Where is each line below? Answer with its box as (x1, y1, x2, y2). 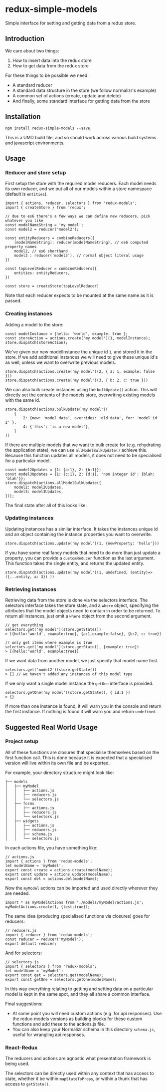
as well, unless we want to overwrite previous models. (5, 359, 116, 365)
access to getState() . (5, 1081, 50, 1087)
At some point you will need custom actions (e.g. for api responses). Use (12, 1010, 162, 1016)
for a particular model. (5, 458, 51, 464)
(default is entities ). (5, 191, 48, 197)
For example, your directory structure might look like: (5, 770, 114, 776)
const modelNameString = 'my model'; (5, 223, 84, 228)
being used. (5, 1061, 30, 1067)
